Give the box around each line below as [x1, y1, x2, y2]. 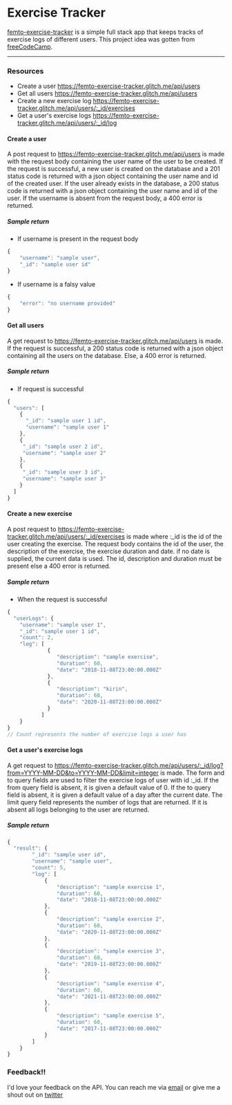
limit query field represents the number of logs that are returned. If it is [7, 798, 208, 806]
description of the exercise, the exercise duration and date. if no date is [7, 547, 211, 555]
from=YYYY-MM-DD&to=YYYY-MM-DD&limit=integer [7, 769, 159, 777]
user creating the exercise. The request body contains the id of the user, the [7, 539, 224, 548]
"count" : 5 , [32, 864, 67, 872]
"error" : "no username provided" [19, 300, 116, 307]
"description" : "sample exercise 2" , [56, 916, 166, 923]
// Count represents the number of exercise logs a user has [7, 730, 187, 738]
